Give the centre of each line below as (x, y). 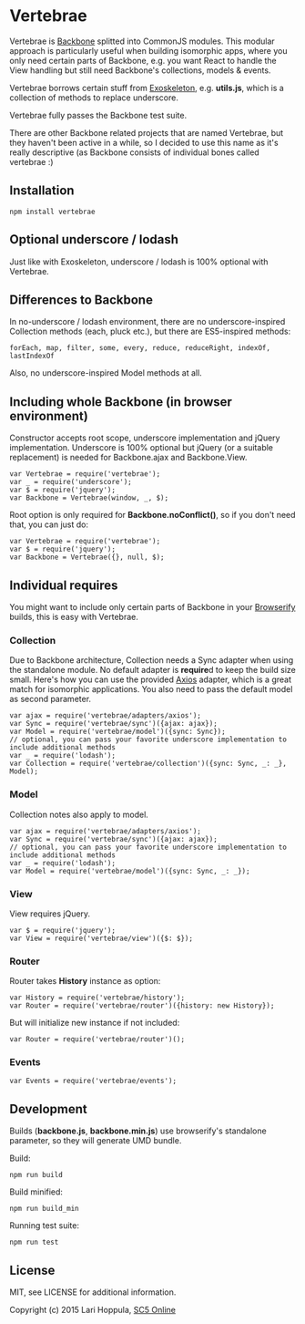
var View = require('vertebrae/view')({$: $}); (102, 938)
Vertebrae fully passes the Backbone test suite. (98, 115)
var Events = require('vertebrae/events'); (93, 1081)
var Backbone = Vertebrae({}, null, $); (87, 557)
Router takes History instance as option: (85, 981)
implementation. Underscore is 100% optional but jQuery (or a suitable (142, 448)
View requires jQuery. (50, 914)
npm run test (34, 1242)
